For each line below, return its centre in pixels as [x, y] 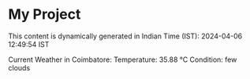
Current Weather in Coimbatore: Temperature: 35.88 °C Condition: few [123, 59]
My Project [45, 14]
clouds [19, 67]
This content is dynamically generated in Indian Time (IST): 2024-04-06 [125, 36]
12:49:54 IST [29, 44]
